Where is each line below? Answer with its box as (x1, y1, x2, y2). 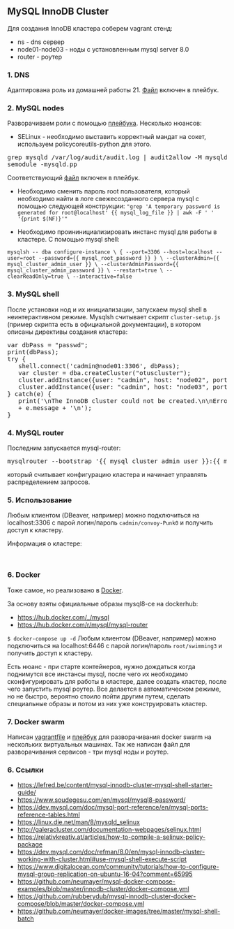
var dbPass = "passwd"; (7, 341, 88, 349)
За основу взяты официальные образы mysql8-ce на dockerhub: (7, 599, 198, 608)
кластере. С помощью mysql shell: (17, 235, 120, 244)
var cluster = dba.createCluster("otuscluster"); (18, 369, 192, 376)
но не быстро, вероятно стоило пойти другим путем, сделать (7, 692, 191, 701)
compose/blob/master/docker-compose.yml (17, 900, 145, 908)
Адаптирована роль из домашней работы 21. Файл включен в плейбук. (7, 86, 219, 94)
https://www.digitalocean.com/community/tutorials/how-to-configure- (17, 863, 219, 871)
